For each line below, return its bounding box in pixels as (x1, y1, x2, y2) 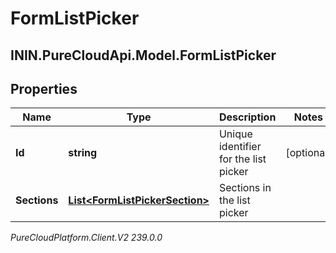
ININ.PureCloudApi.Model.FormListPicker (10, 47, 277, 64)
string (68, 146, 98, 160)
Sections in (218, 181, 272, 195)
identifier (218, 140, 262, 154)
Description (218, 110, 277, 124)
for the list (218, 152, 267, 166)
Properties (10, 80, 78, 97)
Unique (218, 127, 253, 141)
